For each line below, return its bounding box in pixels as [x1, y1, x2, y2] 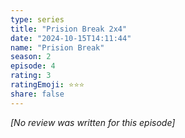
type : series [10, 14, 65, 25]
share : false [10, 89, 65, 99]
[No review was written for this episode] [10, 116, 176, 128]
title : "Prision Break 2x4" [10, 24, 128, 34]
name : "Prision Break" [10, 42, 105, 53]
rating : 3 [10, 71, 52, 81]
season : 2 [10, 52, 52, 62]
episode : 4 [10, 61, 56, 71]
